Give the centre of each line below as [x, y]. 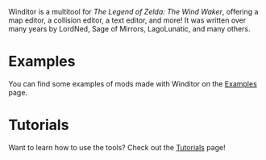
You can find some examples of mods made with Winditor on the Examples [133, 83]
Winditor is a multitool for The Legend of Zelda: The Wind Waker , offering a [133, 12]
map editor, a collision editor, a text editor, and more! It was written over [127, 20]
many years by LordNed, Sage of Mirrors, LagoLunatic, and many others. [130, 29]
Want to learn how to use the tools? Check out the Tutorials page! [117, 147]
